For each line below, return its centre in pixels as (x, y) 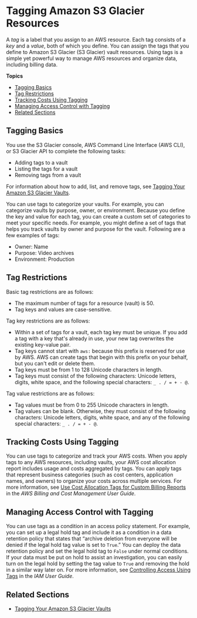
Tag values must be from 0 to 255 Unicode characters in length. (92, 405)
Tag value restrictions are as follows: (50, 393)
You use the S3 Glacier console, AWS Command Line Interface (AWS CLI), (96, 145)
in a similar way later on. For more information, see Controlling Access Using (98, 570)
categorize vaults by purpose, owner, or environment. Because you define (96, 210)
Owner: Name (31, 246)
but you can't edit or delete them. (55, 363)
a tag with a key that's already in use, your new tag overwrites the (94, 338)
